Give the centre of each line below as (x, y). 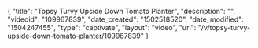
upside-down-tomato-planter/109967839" (76, 36)
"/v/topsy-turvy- (224, 27)
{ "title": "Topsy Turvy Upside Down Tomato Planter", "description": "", (122, 11)
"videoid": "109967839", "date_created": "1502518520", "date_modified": (126, 19)
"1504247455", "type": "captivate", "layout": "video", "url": (102, 27)
